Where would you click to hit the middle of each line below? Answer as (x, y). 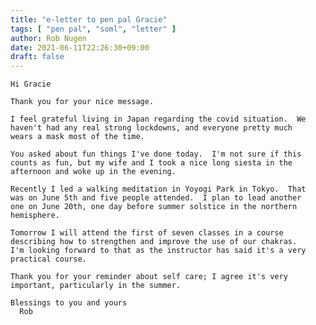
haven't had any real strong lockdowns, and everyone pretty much (151, 128)
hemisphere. (35, 216)
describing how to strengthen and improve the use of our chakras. (154, 242)
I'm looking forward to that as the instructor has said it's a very (158, 251)
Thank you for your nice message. (82, 102)
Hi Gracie (31, 84)
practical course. (48, 259)
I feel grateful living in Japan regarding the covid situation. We (158, 119)
